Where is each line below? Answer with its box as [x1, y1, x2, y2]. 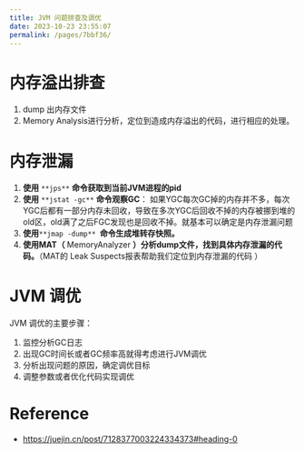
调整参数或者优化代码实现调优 [22, 371, 134, 382]
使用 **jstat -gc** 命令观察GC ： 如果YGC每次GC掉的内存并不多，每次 [22, 194, 290, 205]
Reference [9, 404, 89, 424]
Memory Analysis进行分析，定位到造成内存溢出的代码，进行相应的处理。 [22, 116, 295, 126]
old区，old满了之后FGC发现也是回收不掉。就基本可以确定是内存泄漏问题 [22, 216, 293, 227]
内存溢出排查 [9, 72, 106, 93]
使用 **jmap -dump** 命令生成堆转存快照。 [22, 228, 180, 239]
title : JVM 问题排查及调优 [9, 13, 102, 23]
